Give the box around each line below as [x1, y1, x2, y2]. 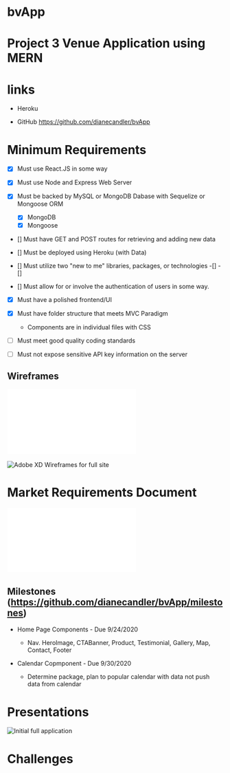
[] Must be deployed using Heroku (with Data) [16, 248, 147, 257]
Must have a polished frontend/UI [16, 295, 112, 303]
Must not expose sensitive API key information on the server [16, 350, 188, 358]
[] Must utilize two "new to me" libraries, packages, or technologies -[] [16, 261, 217, 270]
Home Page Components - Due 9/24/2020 [16, 625, 139, 633]
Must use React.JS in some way [16, 164, 108, 173]
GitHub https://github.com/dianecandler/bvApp [16, 118, 150, 126]
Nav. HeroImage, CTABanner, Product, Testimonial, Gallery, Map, [27, 639, 211, 647]
